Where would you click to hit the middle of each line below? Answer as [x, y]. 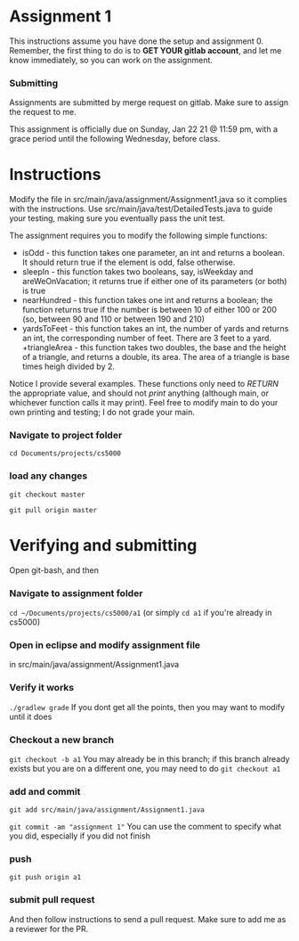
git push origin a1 [45, 878]
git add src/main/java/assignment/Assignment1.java [107, 810]
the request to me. [43, 112]
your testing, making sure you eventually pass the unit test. [117, 218]
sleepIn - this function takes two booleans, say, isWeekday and [137, 272]
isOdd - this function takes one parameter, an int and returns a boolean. [153, 253]
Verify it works [41, 688]
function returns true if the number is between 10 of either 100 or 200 [149, 310]
